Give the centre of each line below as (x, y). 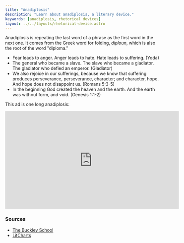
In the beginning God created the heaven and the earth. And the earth (84, 89)
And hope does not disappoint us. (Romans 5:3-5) (63, 84)
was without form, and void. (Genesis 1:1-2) (57, 95)
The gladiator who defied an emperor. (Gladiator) (62, 68)
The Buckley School (33, 230)
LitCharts (22, 235)
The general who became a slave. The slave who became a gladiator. (83, 63)
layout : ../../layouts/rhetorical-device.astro (55, 24)
